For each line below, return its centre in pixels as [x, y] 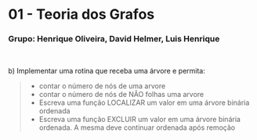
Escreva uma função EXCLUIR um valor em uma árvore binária [140, 120]
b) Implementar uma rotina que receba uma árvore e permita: [107, 71]
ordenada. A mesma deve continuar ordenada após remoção [137, 127]
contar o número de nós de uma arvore [102, 86]
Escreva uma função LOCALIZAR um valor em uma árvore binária [144, 102]
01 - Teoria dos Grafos [81, 14]
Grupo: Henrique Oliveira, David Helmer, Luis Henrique [114, 39]
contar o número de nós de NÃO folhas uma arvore [121, 95]
